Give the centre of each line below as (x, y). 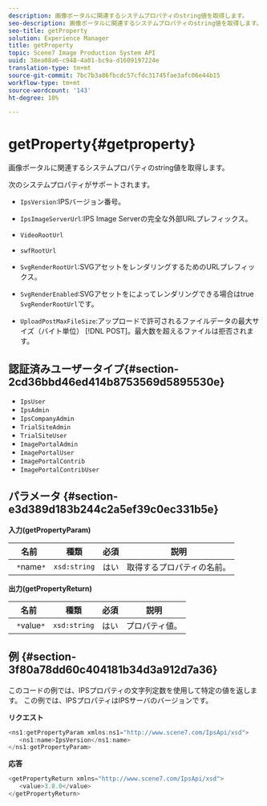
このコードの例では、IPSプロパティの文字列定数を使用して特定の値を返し (129, 690)
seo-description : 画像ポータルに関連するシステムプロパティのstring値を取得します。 (136, 23)
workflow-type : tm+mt (44, 83)
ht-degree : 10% (34, 98)
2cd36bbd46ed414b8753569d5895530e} (117, 382)
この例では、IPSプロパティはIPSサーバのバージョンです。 (118, 700)
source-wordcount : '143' (50, 90)
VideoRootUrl (42, 236)
